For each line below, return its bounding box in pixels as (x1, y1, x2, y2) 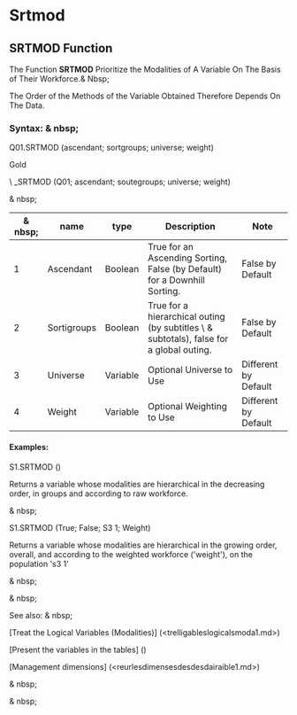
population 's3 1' (9, 558, 69, 569)
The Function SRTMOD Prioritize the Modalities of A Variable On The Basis (9, 64, 281, 74)
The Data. (9, 100, 45, 111)
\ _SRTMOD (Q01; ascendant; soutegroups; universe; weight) (9, 176, 232, 187)
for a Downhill (147, 274, 205, 286)
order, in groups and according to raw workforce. (9, 488, 188, 499)
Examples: (9, 441, 49, 452)
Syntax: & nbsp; (9, 121, 80, 134)
